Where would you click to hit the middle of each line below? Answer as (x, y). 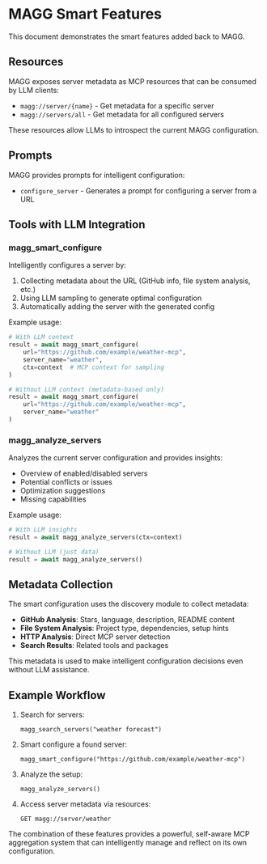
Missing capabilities (53, 499)
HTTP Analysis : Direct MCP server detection (95, 637)
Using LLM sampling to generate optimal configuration (111, 298)
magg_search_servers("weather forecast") (91, 730)
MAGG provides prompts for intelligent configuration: (97, 175)
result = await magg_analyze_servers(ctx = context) (95, 538)
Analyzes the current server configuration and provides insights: (116, 458)
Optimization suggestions (63, 491)
